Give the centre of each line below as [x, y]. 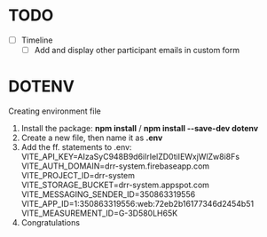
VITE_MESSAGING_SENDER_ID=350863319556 [108, 194]
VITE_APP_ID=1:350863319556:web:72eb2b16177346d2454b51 [137, 204]
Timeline [37, 40]
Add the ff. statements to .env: [76, 147]
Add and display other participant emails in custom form [137, 50]
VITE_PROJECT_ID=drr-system [78, 175]
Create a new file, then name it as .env [92, 138]
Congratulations [51, 222]
